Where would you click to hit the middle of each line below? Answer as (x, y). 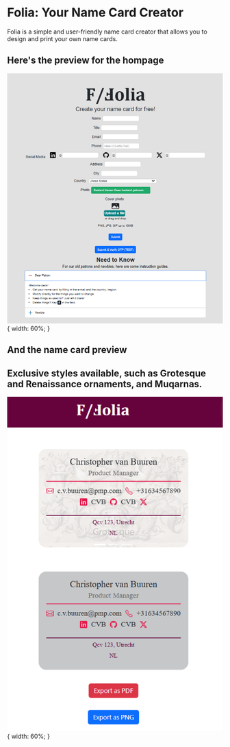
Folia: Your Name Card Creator (95, 13)
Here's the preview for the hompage (86, 61)
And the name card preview (67, 350)
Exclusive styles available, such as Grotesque (107, 373)
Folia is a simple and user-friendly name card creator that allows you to (107, 32)
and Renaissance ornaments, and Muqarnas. (105, 384)
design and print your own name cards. (62, 38)
